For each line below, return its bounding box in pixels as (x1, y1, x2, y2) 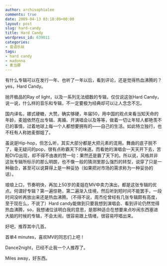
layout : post (5, 21, 32, 26)
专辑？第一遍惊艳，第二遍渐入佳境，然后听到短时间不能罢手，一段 (26, 188, 162, 194)
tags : (5, 49, 16, 54)
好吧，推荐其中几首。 (5, 224, 49, 230)
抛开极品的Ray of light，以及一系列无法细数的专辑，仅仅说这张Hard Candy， (5, 94, 162, 100)
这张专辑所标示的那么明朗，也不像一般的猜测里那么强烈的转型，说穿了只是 (5, 159, 158, 165)
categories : (5, 40, 30, 45)
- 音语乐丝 (5, 44, 25, 49)
